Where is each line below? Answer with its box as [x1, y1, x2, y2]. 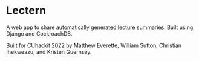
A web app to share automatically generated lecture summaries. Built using [6, 24, 194, 31]
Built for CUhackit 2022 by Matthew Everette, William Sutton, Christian [6, 42, 182, 49]
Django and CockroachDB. [6, 30, 73, 37]
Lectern [6, 4, 47, 18]
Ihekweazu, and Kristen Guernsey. [6, 48, 92, 55]
